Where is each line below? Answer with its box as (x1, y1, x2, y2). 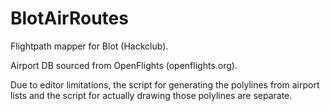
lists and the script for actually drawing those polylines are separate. (10, 89, 293, 101)
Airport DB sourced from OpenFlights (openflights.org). (10, 59, 238, 71)
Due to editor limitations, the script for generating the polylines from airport (10, 78, 320, 91)
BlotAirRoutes (10, 7, 129, 30)
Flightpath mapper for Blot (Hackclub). (10, 40, 169, 52)
